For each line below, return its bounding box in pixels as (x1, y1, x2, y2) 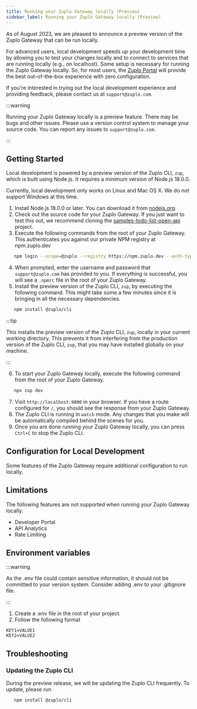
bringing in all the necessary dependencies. (14, 295, 121, 302)
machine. (6, 347, 29, 354)
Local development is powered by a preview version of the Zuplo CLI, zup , (6, 170, 185, 177)
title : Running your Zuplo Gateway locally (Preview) (6, 8, 141, 15)
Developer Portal (14, 518, 56, 525)
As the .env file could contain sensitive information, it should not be (6, 575, 169, 582)
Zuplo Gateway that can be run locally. (6, 36, 99, 43)
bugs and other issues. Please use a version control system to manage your (6, 119, 189, 126)
